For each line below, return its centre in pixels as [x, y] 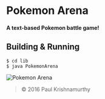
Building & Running [43, 47]
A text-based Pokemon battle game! [53, 27]
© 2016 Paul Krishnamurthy [56, 89]
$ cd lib [17, 61]
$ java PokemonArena [32, 66]
